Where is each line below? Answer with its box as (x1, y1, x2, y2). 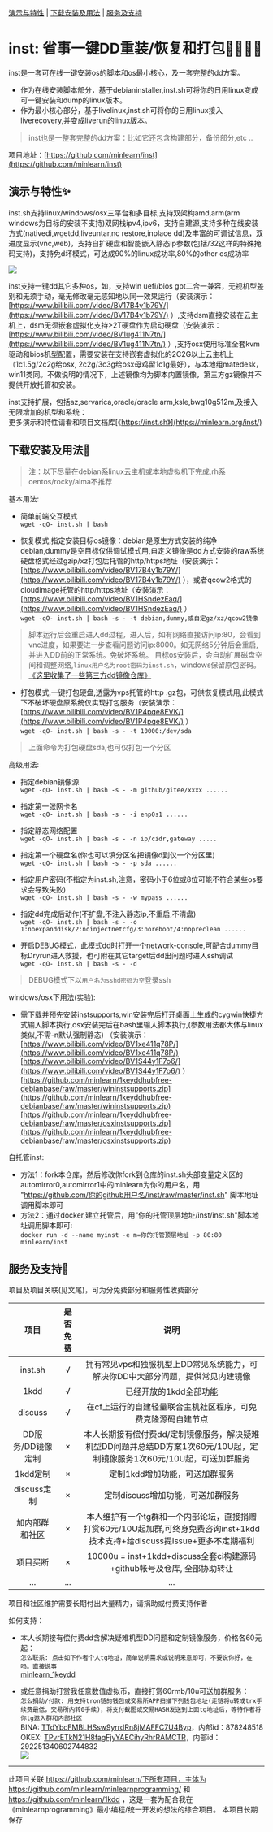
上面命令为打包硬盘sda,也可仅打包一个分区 (28, 742, 171, 752)
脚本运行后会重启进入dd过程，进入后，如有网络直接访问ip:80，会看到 (28, 629, 262, 639)
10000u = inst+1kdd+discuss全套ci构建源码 (86, 1551, 257, 1562)
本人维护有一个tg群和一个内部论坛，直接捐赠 (86, 1511, 258, 1522)
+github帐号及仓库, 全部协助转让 (109, 1563, 234, 1574)
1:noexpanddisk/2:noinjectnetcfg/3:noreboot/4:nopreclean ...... (19, 925, 246, 933)
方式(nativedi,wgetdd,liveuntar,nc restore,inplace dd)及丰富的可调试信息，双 (8, 228, 264, 238)
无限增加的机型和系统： (8, 406, 87, 417)
